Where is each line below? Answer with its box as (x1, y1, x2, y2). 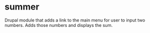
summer (4, 1, 40, 12)
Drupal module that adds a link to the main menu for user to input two (4, 17, 146, 23)
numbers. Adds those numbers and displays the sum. (4, 22, 113, 28)
